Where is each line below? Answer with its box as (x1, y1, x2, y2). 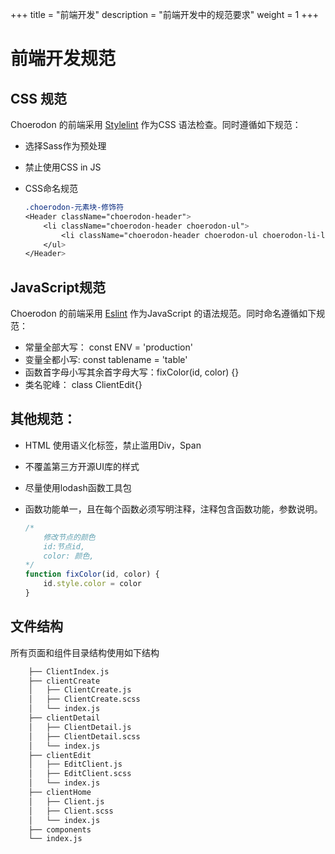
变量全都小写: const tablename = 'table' (24, 354, 188, 366)
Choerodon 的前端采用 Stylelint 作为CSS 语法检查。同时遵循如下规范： (10, 119, 302, 130)
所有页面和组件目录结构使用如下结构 (10, 646, 160, 658)
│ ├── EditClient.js (28, 759, 123, 770)
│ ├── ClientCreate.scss (28, 694, 141, 705)
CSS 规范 (10, 90, 68, 107)
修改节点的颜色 (43, 532, 96, 542)
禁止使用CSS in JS (24, 161, 102, 173)
